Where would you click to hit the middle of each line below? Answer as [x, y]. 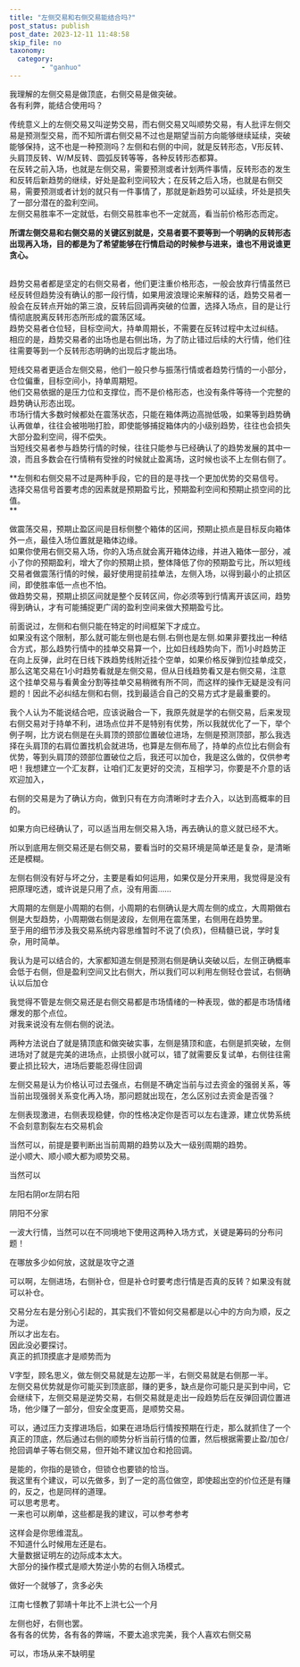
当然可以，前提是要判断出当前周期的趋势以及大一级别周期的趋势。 [130, 1145]
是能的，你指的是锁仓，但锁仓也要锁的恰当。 [92, 1468]
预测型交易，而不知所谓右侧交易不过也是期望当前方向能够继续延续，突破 [158, 135]
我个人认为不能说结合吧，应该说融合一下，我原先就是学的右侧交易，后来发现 [150, 712]
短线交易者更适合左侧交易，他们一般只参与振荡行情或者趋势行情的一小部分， [150, 369]
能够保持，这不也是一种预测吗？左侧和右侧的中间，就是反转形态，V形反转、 [149, 146]
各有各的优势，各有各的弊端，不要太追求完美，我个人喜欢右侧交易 [130, 1634]
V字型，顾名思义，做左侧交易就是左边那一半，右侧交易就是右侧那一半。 [141, 1375]
